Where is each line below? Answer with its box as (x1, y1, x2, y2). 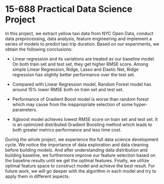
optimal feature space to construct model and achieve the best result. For (5, 163, 155, 169)
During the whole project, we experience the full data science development (5, 136, 159, 142)
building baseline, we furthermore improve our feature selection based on (5, 152, 156, 158)
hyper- (133, 101, 148, 107)
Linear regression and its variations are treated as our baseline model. (12, 56, 155, 61)
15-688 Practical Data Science (5, 3, 133, 15)
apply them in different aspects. (5, 173, 70, 179)
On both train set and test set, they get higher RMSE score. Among (12, 61, 149, 67)
